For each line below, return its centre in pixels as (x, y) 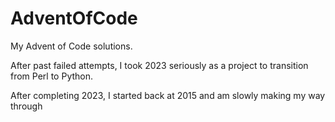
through (26, 106)
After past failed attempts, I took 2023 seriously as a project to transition (159, 65)
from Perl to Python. (52, 76)
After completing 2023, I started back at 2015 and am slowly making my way (168, 95)
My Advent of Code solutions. (71, 46)
